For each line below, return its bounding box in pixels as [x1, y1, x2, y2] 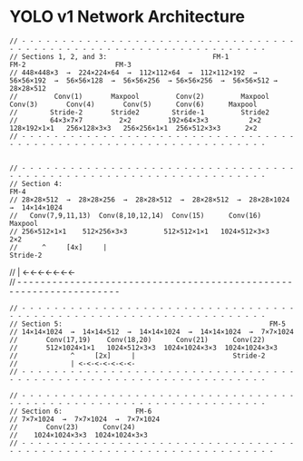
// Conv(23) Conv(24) [9, 422, 136, 432]
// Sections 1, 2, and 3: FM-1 [9, 52, 230, 61]
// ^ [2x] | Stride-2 [9, 351, 266, 360]
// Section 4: [9, 179, 64, 188]
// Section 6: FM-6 [9, 407, 152, 416]
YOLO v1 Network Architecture [9, 6, 246, 27]
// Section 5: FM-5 [9, 319, 286, 329]
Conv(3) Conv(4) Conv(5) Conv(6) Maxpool [9, 100, 258, 109]
